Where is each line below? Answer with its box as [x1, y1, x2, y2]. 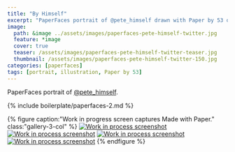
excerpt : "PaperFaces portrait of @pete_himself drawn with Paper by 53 [7, 17, 224, 24]
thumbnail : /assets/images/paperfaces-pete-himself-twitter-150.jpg [13, 56, 218, 63]
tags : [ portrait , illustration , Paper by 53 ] [7, 68, 142, 75]
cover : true [13, 43, 49, 50]
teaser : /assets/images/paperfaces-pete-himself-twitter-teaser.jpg [13, 50, 218, 56]
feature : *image [13, 36, 61, 43]
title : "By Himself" [7, 10, 68, 17]
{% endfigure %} [97, 137, 145, 145]
